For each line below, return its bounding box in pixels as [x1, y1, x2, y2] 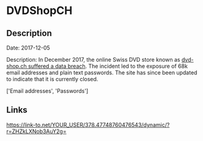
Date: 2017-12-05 [6, 44, 50, 51]
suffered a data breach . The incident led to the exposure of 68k [28, 62, 188, 70]
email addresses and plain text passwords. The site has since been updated [6, 69, 197, 76]
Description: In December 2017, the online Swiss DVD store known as [6, 56, 180, 63]
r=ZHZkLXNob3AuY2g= [6, 128, 67, 135]
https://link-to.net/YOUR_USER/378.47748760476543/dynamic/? [6, 121, 170, 128]
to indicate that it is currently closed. [6, 76, 98, 82]
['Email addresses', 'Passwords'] [6, 87, 89, 95]
